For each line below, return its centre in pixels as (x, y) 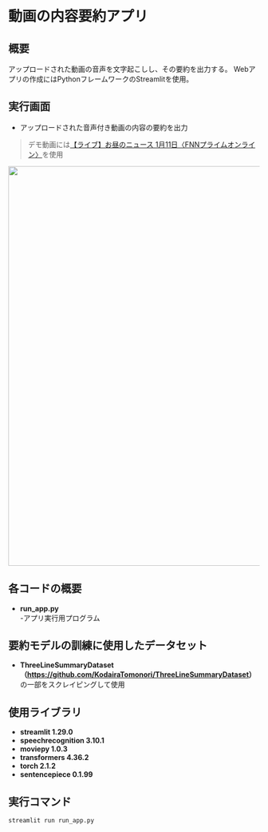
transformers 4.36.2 (54, 758)
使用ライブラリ (45, 712)
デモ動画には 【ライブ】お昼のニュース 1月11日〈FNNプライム (128, 144)
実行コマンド (40, 801)
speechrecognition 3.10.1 (62, 741)
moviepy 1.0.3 (43, 749)
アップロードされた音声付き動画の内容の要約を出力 (104, 127)
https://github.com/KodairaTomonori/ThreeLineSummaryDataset (138, 675)
